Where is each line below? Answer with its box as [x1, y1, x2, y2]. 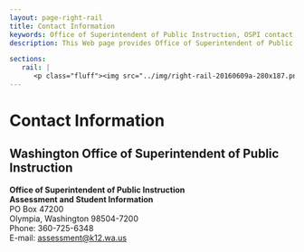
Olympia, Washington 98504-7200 [9, 213, 138, 224]
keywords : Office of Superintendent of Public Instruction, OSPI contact [9, 30, 294, 39]
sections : [9, 55, 47, 64]
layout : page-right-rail [9, 13, 103, 23]
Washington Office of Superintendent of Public [9, 146, 280, 162]
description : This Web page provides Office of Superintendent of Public [9, 38, 294, 48]
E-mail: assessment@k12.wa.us [9, 232, 128, 243]
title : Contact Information [9, 22, 116, 31]
